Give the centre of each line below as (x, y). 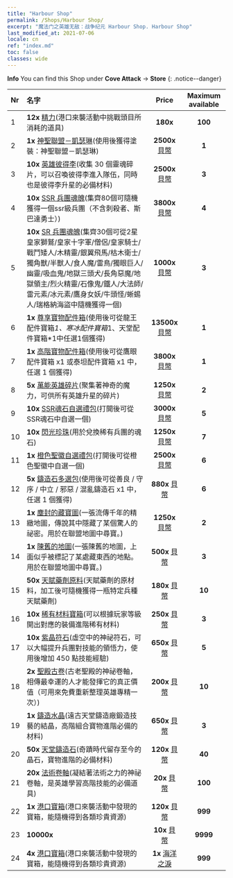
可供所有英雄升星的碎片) (80, 395)
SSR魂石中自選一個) (59, 419)
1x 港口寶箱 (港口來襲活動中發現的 (82, 807)
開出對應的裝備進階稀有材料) (73, 624)
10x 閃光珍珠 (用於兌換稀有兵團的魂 (84, 432)
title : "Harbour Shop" (40, 14)
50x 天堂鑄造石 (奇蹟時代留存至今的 (84, 749)
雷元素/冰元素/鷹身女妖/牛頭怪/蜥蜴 (84, 294)
